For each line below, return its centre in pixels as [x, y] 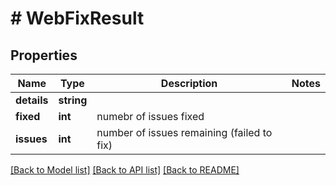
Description [189, 83]
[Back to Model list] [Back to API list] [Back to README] [125, 170]
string [73, 100]
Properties [44, 55]
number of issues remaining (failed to [184, 132]
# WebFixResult [77, 18]
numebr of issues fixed [150, 116]
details [32, 100]
